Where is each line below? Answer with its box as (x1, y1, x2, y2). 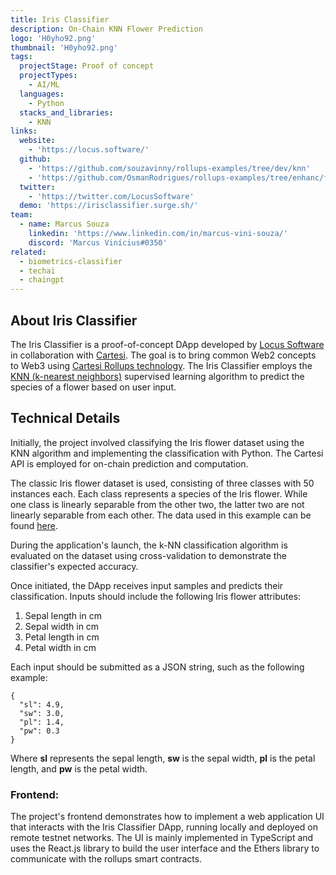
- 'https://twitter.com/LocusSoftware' (28, 191, 195, 201)
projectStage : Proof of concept (19, 61, 155, 71)
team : (10, 210, 33, 220)
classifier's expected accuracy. (10, 560, 139, 572)
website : (19, 136, 56, 146)
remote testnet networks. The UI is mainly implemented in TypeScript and (10, 832, 314, 844)
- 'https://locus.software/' (28, 145, 150, 155)
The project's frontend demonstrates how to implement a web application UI (10, 811, 325, 823)
